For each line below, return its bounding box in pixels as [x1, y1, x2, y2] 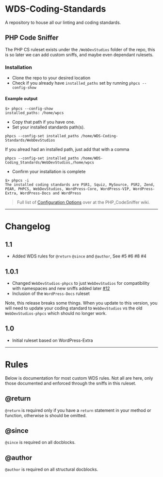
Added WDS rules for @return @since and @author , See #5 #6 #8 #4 [12, 253, 147, 259]
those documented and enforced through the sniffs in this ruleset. [5, 380, 137, 386]
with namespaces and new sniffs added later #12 [12, 286, 110, 292]
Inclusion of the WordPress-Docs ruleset [12, 291, 90, 296]
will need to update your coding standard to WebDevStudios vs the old [5, 305, 143, 311]
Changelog [5, 221, 50, 232]
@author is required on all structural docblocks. [5, 466, 98, 473]
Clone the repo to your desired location [12, 75, 91, 81]
